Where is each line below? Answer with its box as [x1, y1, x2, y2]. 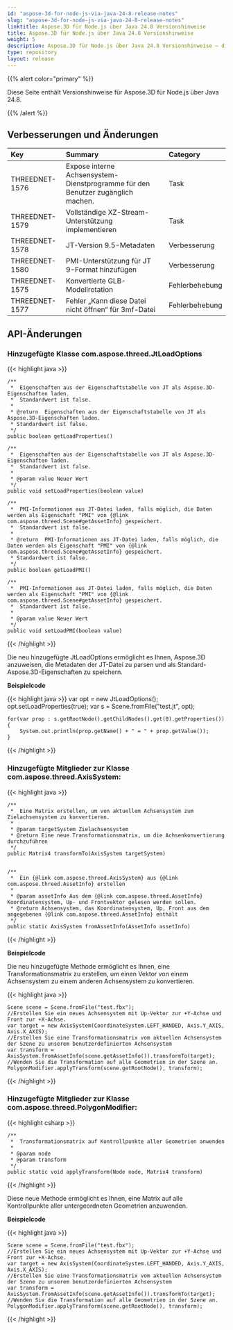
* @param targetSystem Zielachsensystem [10, 826, 129, 832]
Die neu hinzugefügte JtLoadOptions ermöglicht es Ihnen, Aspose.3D [7, 653, 206, 662]
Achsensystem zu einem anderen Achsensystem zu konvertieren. [7, 977, 195, 985]
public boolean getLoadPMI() [7, 567, 92, 574]
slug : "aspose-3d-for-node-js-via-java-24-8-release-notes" [7, 17, 185, 24]
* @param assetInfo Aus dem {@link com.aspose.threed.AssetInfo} [10, 892, 203, 900]
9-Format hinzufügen [65, 265, 137, 274]
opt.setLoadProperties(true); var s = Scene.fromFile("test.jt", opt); [7, 703, 196, 711]
